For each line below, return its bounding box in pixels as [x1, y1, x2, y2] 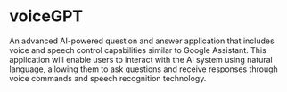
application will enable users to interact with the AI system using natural [9, 54, 274, 65]
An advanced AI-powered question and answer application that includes [9, 35, 275, 46]
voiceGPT [9, 6, 84, 27]
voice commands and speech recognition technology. [9, 73, 207, 83]
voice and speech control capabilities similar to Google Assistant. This [9, 44, 267, 55]
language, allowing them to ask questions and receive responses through [9, 64, 278, 74]
